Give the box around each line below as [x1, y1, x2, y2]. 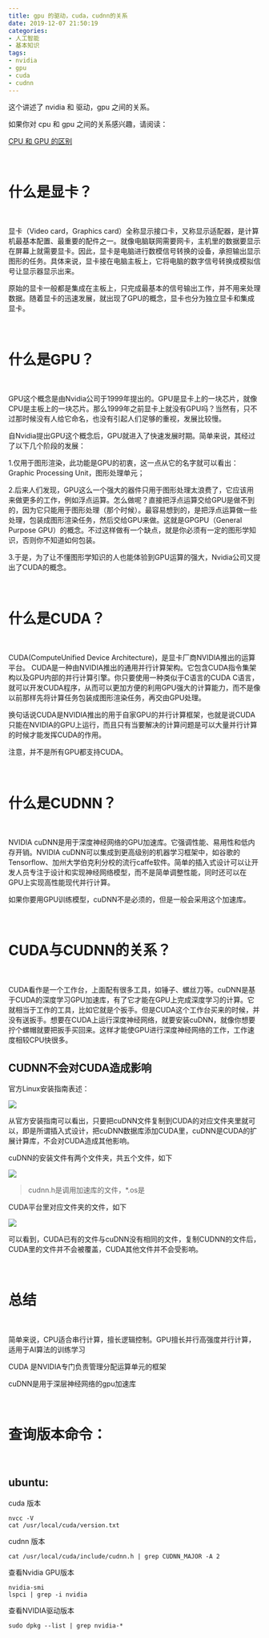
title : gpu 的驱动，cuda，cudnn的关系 [8, 11, 128, 20]
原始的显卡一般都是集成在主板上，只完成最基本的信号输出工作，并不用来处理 [8, 283, 261, 293]
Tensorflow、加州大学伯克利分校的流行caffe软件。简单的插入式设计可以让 [8, 858, 252, 867]
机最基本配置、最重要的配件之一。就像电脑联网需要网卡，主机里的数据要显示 [8, 236, 261, 246]
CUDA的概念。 [22, 563, 70, 572]
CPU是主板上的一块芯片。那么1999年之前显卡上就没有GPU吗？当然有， [8, 404, 244, 414]
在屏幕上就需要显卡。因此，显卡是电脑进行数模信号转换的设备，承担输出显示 [8, 247, 261, 256]
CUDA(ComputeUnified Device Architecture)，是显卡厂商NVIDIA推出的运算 [8, 653, 256, 662]
